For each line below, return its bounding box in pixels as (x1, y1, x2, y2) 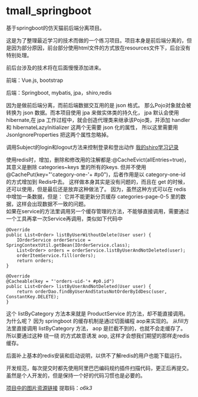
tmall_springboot (6, 4, 91, 18)
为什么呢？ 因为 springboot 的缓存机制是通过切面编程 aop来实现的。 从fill (6, 317, 184, 325)
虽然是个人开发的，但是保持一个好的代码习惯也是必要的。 (6, 372, 146, 379)
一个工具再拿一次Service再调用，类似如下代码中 (6, 215, 123, 222)
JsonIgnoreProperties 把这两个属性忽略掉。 (6, 131, 112, 138)
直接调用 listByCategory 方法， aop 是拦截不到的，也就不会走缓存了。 (16, 325, 186, 332)
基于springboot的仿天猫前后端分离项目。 (6, 24, 105, 31)
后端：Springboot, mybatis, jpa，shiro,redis (6, 89, 112, 96)
